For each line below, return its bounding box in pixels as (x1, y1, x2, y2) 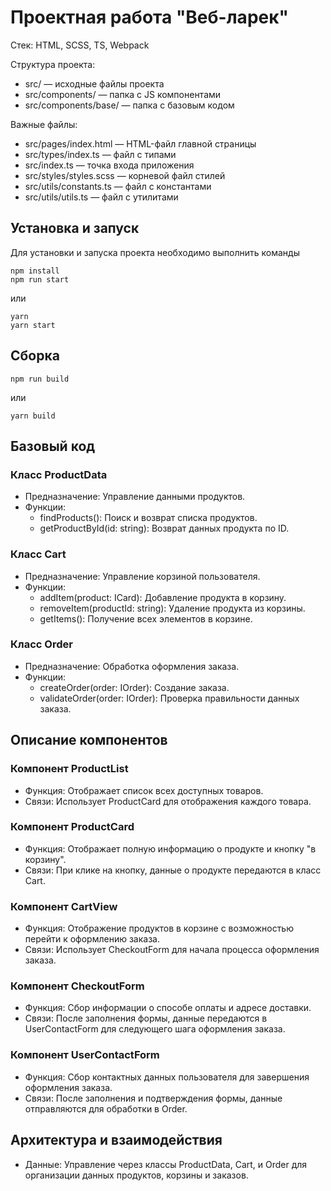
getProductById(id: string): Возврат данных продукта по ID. (39, 522, 290, 535)
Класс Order (10, 637, 73, 651)
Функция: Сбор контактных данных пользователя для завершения (24, 1071, 310, 1083)
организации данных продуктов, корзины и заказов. (24, 1169, 249, 1181)
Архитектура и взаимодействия (10, 1132, 223, 1149)
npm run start (10, 274, 70, 285)
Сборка (10, 347, 60, 365)
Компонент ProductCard (10, 820, 135, 834)
